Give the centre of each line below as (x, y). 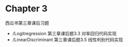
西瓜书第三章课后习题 (27, 23)
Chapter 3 (26, 9)
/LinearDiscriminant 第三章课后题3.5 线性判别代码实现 (68, 40)
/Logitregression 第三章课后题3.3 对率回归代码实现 (64, 33)
